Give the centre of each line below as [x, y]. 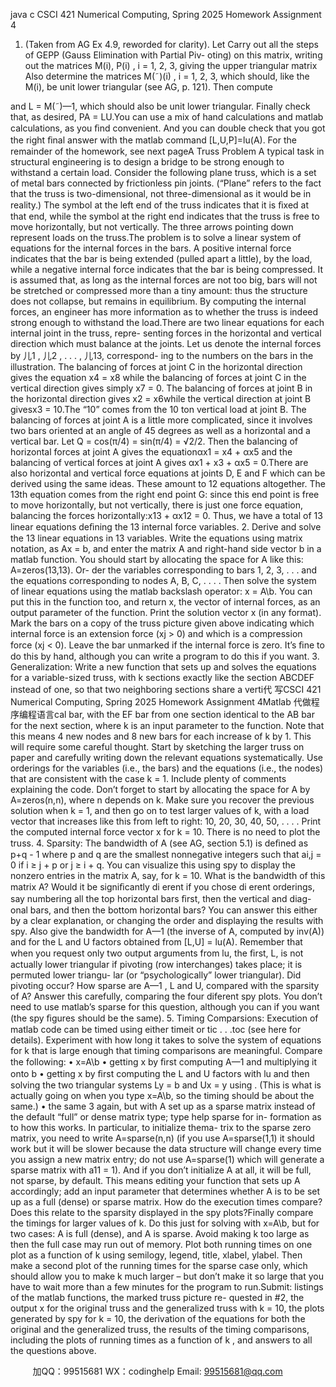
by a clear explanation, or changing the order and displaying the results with [167, 920]
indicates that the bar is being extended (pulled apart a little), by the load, [161, 258]
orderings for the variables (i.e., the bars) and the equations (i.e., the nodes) [167, 768]
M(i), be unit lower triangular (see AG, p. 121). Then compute [148, 87]
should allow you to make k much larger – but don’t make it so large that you [167, 1276]
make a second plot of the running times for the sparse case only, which [159, 1265]
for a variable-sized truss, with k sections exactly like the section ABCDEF [162, 677]
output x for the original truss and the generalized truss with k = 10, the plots [167, 1308]
